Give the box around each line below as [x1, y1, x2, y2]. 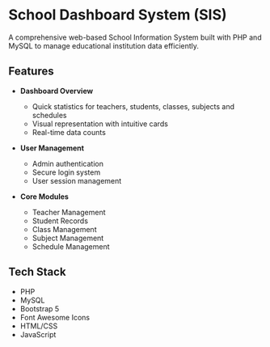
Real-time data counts [32, 127, 107, 137]
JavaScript [19, 329, 57, 339]
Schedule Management [32, 241, 111, 252]
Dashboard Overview [19, 86, 94, 95]
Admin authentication [32, 159, 103, 168]
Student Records [32, 216, 89, 226]
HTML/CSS [19, 321, 58, 331]
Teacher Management [32, 207, 107, 217]
